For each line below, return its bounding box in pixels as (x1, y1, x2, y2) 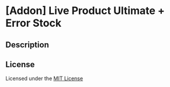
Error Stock (5, 16, 62, 30)
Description (5, 40, 49, 50)
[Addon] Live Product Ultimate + (5, 4, 165, 18)
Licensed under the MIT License (5, 75, 83, 82)
